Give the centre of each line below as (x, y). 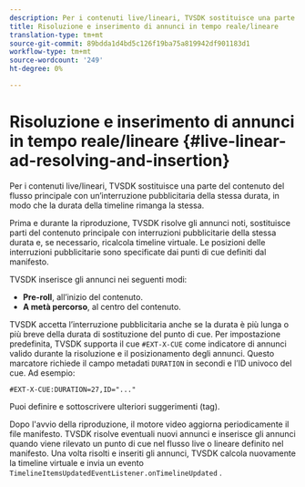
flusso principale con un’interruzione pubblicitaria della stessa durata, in (145, 195)
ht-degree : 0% (36, 69)
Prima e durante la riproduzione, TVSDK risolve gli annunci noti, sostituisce (150, 223)
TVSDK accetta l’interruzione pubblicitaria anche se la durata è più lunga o (149, 324)
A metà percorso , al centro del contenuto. (102, 306)
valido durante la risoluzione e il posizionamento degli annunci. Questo (142, 353)
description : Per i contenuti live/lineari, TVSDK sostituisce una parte (152, 18)
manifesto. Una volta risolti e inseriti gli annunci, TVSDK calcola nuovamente (152, 453)
